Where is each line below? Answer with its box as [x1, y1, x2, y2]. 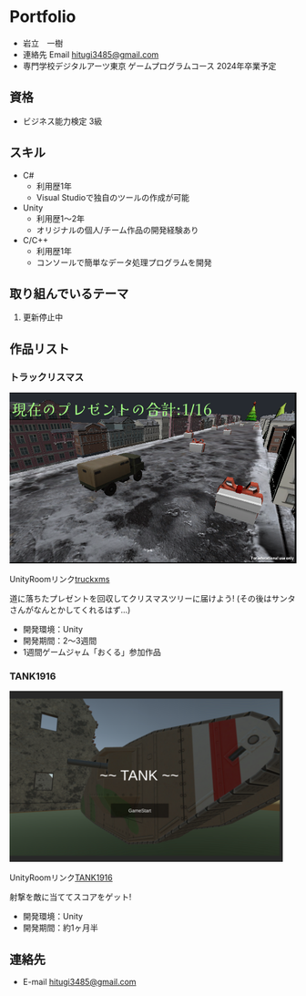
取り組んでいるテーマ [9, 285, 129, 302]
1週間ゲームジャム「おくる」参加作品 [22, 647, 162, 658]
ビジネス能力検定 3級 [22, 116, 103, 127]
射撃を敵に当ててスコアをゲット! [9, 891, 132, 903]
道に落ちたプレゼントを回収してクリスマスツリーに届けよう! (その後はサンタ [9, 593, 296, 604]
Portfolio [9, 6, 76, 27]
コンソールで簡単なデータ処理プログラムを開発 [36, 257, 212, 268]
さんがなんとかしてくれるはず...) [9, 604, 131, 616]
